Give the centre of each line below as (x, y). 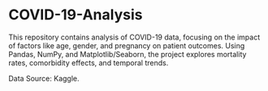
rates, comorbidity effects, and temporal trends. (89, 63)
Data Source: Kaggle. (44, 78)
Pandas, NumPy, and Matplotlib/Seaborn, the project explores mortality (128, 54)
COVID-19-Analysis (76, 15)
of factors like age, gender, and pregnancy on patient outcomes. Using (127, 45)
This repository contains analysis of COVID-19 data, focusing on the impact (134, 37)
